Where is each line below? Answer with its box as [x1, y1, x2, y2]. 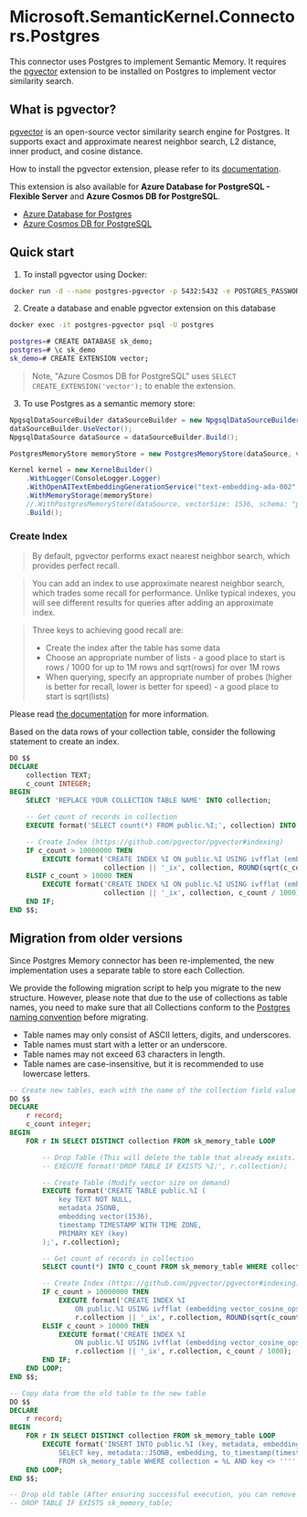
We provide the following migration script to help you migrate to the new [9, 982, 281, 993]
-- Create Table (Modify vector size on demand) [42, 1178, 231, 1187]
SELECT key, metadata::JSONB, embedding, [58, 1448, 219, 1458]
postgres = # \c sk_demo [9, 345, 96, 355]
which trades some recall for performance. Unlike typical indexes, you [31, 587, 296, 598]
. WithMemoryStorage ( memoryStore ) [26, 491, 153, 500]
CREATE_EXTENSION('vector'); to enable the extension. [31, 380, 236, 391]
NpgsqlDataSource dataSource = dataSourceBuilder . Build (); [9, 432, 239, 442]
